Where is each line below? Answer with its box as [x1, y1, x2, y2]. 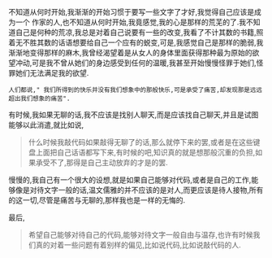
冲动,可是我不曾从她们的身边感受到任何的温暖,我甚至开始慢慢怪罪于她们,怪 [15, 58, 264, 68]
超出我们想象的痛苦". [8, 94, 71, 103]
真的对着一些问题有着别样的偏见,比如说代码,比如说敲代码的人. [35, 240, 241, 250]
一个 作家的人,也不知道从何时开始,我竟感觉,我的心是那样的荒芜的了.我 [15, 17, 247, 27]
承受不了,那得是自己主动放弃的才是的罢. [35, 158, 168, 167]
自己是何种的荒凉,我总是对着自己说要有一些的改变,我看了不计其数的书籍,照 [15, 28, 264, 37]
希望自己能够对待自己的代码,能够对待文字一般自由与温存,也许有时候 [28, 230, 253, 239]
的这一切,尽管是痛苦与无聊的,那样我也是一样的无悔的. [8, 195, 186, 205]
